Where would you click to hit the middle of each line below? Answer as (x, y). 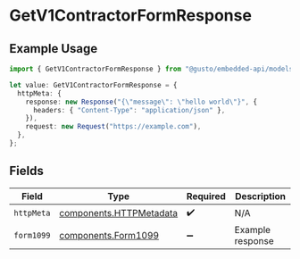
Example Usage (54, 49)
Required (206, 196)
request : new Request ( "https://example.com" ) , (113, 127)
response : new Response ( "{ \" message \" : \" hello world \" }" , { (142, 102)
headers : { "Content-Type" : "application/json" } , (129, 110)
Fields (27, 171)
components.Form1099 (109, 235)
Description (260, 196)
